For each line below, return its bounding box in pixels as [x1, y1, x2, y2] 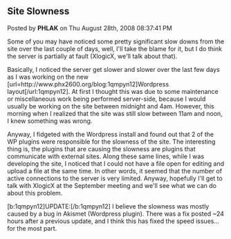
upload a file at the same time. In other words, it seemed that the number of [7, 166, 223, 175]
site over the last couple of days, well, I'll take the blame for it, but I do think [7, 44, 223, 52]
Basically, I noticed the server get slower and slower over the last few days [7, 65, 220, 73]
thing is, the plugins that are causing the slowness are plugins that [7, 144, 196, 153]
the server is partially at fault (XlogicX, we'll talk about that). [7, 52, 178, 60]
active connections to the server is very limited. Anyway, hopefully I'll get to [7, 174, 223, 182]
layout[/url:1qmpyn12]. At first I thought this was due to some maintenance [7, 87, 219, 95]
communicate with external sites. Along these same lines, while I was [7, 152, 205, 160]
